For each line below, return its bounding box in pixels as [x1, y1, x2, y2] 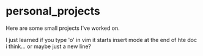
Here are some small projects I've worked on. [6, 24, 120, 32]
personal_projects [6, 4, 100, 18]
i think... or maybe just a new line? [6, 43, 92, 50]
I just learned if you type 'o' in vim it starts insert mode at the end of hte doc [6, 36, 197, 43]
